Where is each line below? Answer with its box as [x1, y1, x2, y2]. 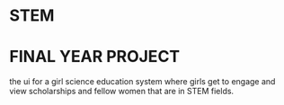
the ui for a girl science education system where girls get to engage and [9, 76, 276, 87]
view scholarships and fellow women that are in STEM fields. [9, 86, 235, 97]
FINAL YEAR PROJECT [9, 47, 181, 67]
